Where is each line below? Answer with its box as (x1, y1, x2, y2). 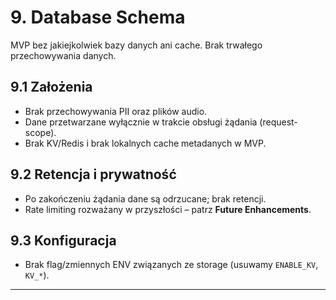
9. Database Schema (10, 6, 186, 29)
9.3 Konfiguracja (10, 232, 117, 249)
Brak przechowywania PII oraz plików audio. (24, 105, 208, 117)
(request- (259, 116, 298, 128)
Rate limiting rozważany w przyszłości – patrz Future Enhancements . (24, 203, 312, 215)
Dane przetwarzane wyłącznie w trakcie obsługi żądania (24, 116, 258, 128)
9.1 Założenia (10, 79, 93, 96)
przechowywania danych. (10, 49, 117, 61)
